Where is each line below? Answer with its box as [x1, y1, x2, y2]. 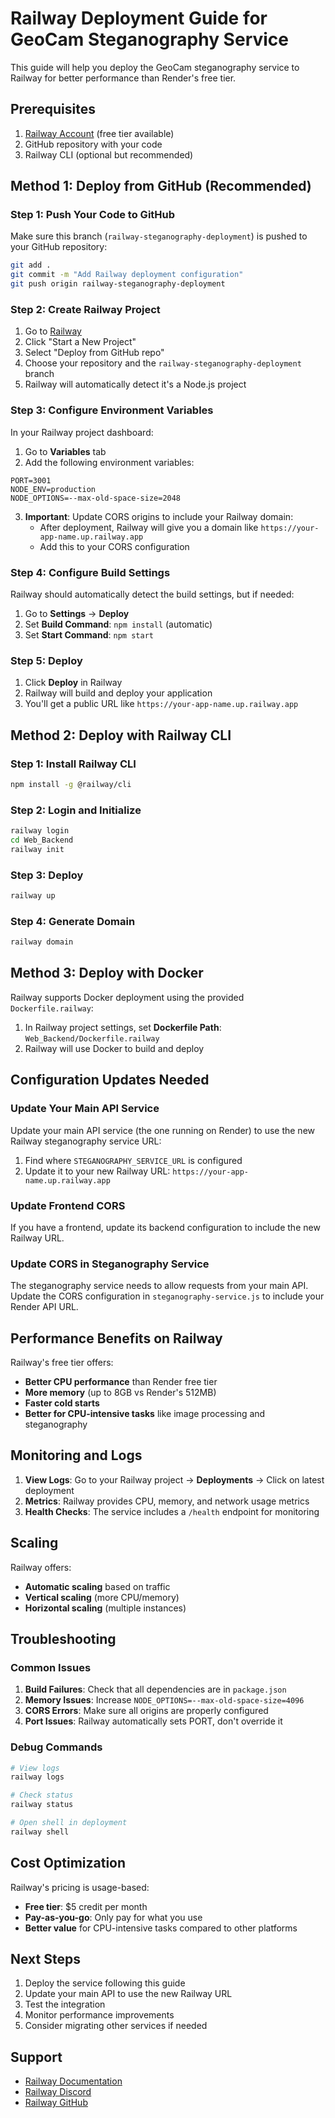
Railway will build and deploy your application [24, 687, 213, 699]
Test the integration [24, 1998, 106, 2011]
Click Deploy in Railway [24, 677, 123, 689]
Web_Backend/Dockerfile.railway [24, 1033, 160, 1044]
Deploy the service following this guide [24, 1977, 186, 1989]
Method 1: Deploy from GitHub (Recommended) [10, 178, 312, 195]
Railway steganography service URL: [10, 1135, 162, 1147]
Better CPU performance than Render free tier [24, 1375, 218, 1387]
